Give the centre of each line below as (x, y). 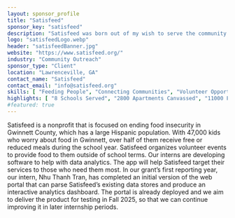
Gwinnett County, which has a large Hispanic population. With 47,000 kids (114, 132)
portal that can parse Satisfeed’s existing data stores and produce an (107, 184)
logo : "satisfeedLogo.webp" (48, 40)
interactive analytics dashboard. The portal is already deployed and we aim (115, 192)
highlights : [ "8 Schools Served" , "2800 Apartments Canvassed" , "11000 (115, 99)
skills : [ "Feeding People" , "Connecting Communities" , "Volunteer (108, 92)
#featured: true (31, 105)
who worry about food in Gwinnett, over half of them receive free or (105, 139)
